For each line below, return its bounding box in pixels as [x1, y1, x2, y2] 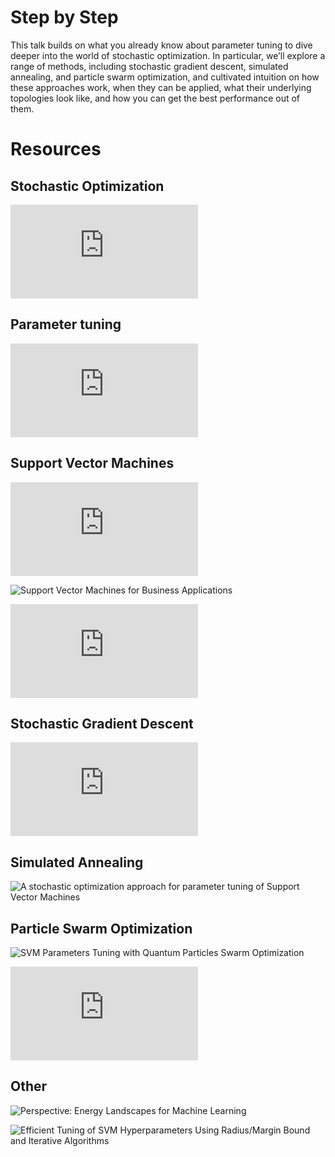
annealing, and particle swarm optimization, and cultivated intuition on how [10, 71, 320, 83]
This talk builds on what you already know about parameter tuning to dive [10, 39, 313, 51]
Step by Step [10, 6, 119, 29]
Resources [10, 138, 102, 161]
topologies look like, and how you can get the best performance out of [10, 92, 301, 104]
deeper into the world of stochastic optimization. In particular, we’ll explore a [10, 49, 326, 61]
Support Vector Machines [10, 455, 175, 472]
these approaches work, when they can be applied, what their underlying [10, 81, 312, 93]
